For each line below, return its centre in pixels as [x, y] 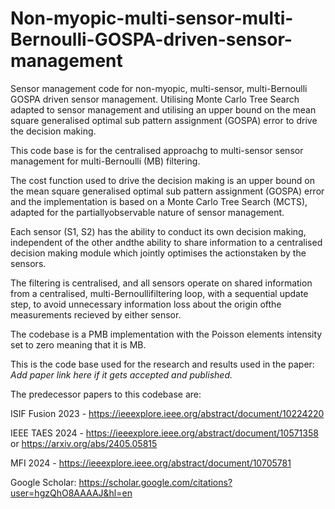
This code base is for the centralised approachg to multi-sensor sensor [157, 150]
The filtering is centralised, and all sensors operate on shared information [161, 283]
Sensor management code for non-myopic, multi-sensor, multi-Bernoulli [159, 88]
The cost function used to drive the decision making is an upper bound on [162, 180]
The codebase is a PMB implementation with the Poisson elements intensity [166, 334]
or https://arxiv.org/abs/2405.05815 [84, 443]
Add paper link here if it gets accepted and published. [121, 374]
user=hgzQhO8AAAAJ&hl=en [71, 493]
